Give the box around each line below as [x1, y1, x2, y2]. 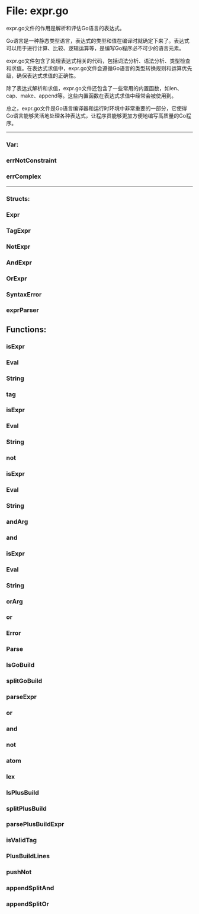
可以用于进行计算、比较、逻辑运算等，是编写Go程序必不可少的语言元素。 [6, 45, 185, 52]
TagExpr [6, 226, 31, 235]
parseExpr [6, 693, 37, 701]
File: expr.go [6, 4, 69, 18]
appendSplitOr [6, 900, 49, 908]
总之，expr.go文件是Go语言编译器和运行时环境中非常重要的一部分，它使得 [6, 105, 188, 112]
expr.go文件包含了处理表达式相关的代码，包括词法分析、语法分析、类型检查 [6, 57, 191, 64]
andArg [6, 517, 28, 526]
